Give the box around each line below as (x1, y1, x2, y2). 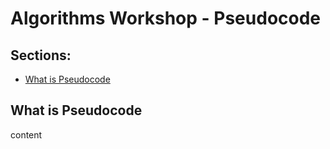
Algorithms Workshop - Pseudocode (10, 7, 322, 30)
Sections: (10, 47, 72, 64)
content (10, 128, 43, 141)
